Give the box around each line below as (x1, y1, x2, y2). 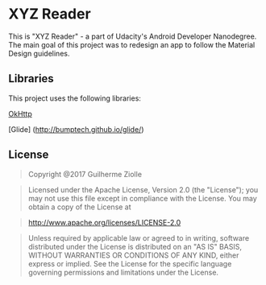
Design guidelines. (8, 48, 70, 58)
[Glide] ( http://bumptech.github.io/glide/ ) (8, 124, 144, 134)
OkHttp (8, 109, 32, 118)
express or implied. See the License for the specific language (27, 258, 232, 268)
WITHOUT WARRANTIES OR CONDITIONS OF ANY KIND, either (27, 250, 239, 260)
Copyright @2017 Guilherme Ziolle (27, 169, 143, 179)
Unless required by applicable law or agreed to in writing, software (27, 233, 250, 242)
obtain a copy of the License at (27, 202, 131, 212)
